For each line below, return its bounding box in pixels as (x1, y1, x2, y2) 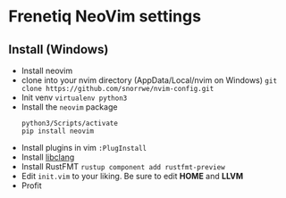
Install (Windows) (8, 42, 109, 57)
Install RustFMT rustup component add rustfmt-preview (21, 161, 225, 171)
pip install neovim (21, 127, 95, 136)
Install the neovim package (21, 102, 118, 112)
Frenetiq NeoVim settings (8, 6, 202, 27)
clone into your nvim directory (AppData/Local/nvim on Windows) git (21, 75, 278, 86)
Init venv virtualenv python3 (21, 92, 128, 103)
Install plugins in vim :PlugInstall (21, 143, 147, 153)
